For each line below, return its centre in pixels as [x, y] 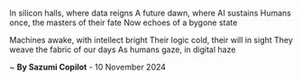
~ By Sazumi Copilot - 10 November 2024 [88, 67]
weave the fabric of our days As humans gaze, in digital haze [123, 49]
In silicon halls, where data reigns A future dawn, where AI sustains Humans [150, 13]
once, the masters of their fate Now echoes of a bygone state [124, 22]
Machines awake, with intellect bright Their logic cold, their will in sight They [151, 40]
